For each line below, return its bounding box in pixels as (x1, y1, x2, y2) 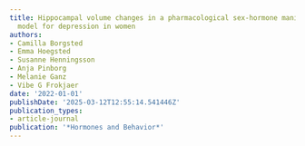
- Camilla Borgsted (9, 38, 84, 48)
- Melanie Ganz (9, 73, 67, 82)
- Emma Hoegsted (9, 47, 71, 56)
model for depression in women (17, 22, 136, 31)
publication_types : (9, 106, 84, 115)
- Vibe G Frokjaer (9, 81, 79, 90)
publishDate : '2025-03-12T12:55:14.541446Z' (9, 97, 181, 107)
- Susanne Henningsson (9, 55, 95, 64)
